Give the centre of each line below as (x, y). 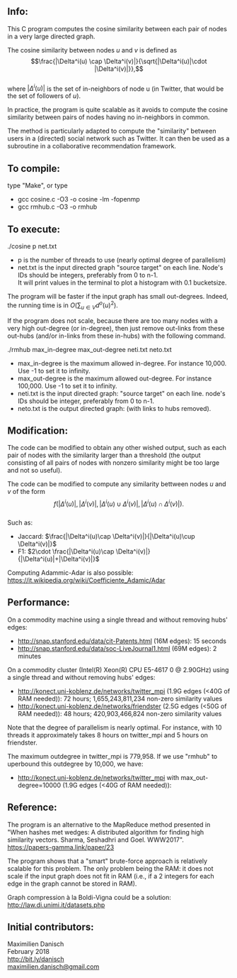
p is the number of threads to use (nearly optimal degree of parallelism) (122, 260)
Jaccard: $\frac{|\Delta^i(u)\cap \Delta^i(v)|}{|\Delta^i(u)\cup (106, 537)
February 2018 (28, 952)
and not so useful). (35, 471)
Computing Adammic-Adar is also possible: (70, 573)
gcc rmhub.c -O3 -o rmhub (57, 207)
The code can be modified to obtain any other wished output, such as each (117, 448)
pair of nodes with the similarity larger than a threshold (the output (104, 455)
